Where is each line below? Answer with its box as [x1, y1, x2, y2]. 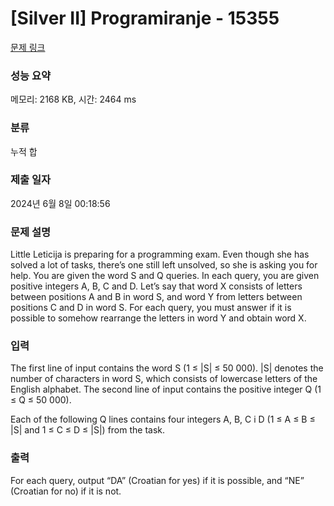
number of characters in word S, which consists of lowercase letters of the [10, 373, 318, 385]
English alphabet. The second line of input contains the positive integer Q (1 [10, 383, 322, 396]
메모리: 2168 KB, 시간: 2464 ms [10, 93, 137, 106]
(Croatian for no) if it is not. [10, 485, 122, 497]
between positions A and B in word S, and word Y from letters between [10, 291, 303, 303]
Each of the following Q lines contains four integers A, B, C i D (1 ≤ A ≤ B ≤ [10, 413, 316, 426]
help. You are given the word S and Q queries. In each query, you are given [10, 270, 320, 282]
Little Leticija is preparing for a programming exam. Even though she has [10, 248, 310, 261]
